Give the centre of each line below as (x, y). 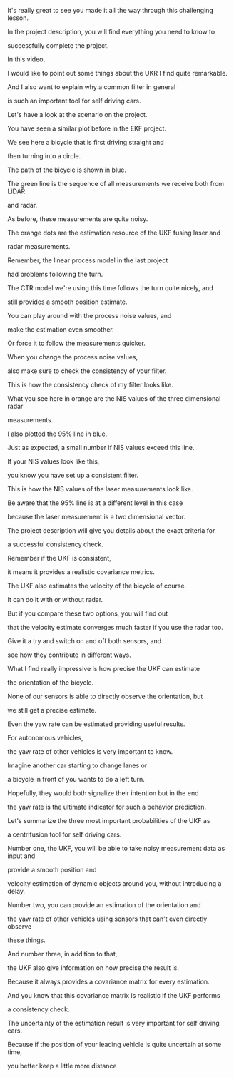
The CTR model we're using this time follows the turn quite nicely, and (110, 288)
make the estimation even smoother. (61, 330)
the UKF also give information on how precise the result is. (93, 968)
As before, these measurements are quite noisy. (78, 219)
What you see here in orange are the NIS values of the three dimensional (114, 398)
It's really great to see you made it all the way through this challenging (111, 10)
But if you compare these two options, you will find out (88, 613)
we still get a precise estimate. (52, 710)
